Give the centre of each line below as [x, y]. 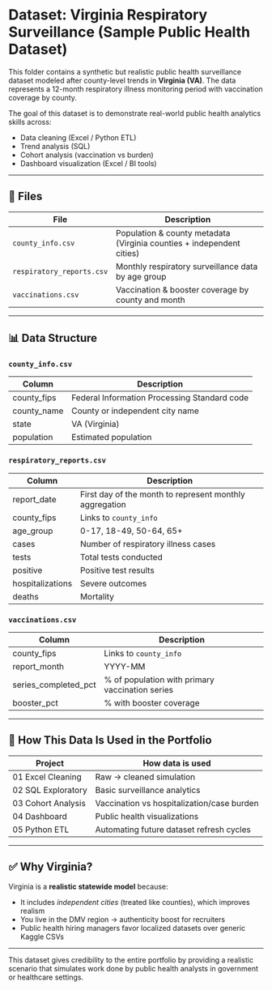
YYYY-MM [125, 667]
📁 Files [25, 196]
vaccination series [139, 690]
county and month [151, 300]
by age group [141, 276]
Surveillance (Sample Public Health [130, 32]
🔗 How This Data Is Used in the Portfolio [110, 740]
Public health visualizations [147, 816]
